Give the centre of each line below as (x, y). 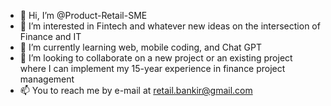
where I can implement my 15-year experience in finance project (152, 68)
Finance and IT (50, 36)
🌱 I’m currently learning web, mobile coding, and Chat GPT (140, 47)
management (47, 79)
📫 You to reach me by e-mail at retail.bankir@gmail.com (136, 90)
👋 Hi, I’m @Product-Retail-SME (83, 15)
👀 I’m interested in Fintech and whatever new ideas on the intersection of (170, 26)
